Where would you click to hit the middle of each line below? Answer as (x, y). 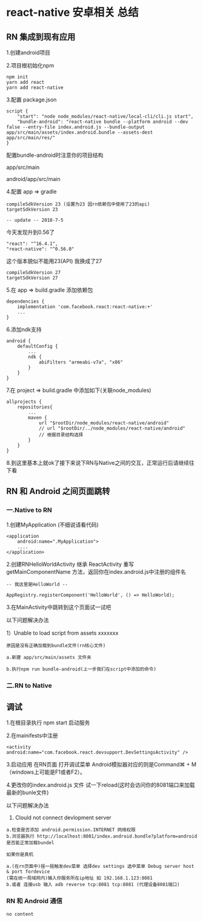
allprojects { (24, 402)
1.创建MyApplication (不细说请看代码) (52, 525)
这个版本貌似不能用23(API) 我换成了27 (54, 261)
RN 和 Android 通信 (34, 901)
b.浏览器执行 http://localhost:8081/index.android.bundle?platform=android (102, 836)
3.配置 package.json (32, 100)
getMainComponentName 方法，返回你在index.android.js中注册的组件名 (96, 571)
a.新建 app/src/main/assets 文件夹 (49, 657)
